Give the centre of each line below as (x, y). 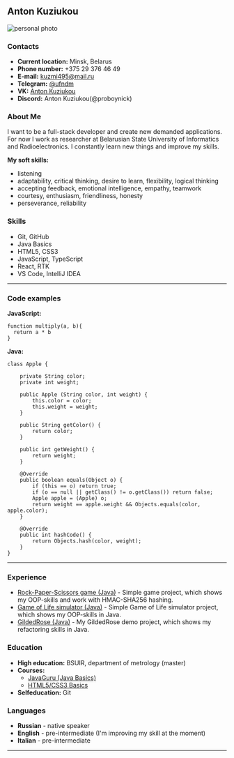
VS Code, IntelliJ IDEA (49, 273)
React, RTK (33, 266)
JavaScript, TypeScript (50, 259)
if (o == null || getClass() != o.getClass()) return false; (123, 492)
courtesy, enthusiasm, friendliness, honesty (80, 196)
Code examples (34, 298)
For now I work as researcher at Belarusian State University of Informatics (113, 139)
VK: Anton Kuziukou (46, 91)
